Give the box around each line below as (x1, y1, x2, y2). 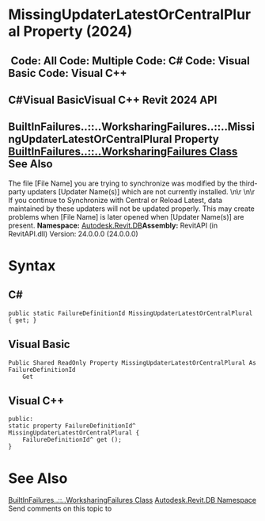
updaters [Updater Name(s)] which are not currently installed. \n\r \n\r (27, 186, 256, 196)
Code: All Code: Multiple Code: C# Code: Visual (10, 54, 251, 67)
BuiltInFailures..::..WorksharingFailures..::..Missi (8, 121, 256, 134)
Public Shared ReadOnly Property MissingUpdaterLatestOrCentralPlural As (8, 358, 257, 366)
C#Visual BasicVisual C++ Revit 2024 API (8, 93, 218, 106)
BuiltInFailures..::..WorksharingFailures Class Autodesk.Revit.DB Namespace (8, 496, 257, 505)
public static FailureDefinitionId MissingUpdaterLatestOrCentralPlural (8, 309, 253, 317)
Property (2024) (23, 22, 133, 40)
